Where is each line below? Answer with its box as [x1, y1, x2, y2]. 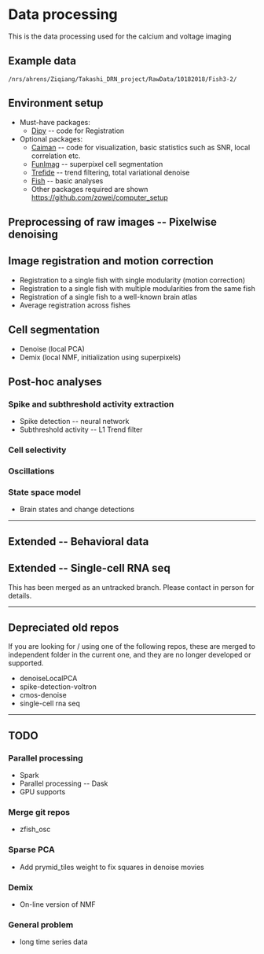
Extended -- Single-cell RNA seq [8, 562, 170, 575]
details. [8, 591, 32, 600]
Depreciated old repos [8, 621, 119, 634]
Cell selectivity [8, 444, 67, 455]
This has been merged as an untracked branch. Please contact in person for [8, 582, 255, 591]
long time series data [19, 937, 88, 947]
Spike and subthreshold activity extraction [8, 399, 174, 410]
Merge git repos [8, 807, 71, 818]
